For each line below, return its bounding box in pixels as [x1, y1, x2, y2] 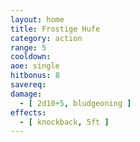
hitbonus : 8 [10, 71, 60, 81]
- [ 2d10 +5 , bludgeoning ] [19, 98, 132, 108]
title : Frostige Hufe [10, 24, 101, 34]
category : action [10, 33, 83, 43]
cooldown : [10, 52, 52, 62]
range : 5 [10, 42, 47, 53]
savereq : [10, 80, 47, 90]
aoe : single [10, 61, 60, 71]
